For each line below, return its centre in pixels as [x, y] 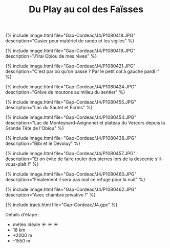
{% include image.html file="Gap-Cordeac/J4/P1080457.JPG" [70, 154]
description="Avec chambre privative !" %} [51, 195]
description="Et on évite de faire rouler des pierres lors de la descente [80, 159]
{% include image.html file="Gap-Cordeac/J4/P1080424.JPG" [71, 87]
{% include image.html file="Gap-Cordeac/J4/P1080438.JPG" [71, 138]
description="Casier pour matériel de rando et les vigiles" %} [70, 41]
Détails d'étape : [23, 215]
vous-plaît [16, 164]
